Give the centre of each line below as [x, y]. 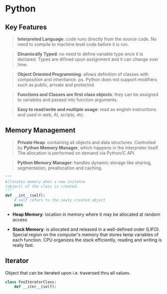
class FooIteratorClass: [31, 282]
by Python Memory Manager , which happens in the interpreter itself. [88, 147]
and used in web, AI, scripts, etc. [51, 115]
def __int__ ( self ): [25, 196]
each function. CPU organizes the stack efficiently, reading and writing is [87, 240]
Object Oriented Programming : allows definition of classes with [83, 74]
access [20, 219]
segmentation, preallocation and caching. [60, 168]
